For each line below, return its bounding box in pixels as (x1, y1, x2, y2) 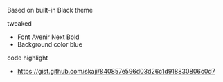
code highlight (7, 54, 48, 62)
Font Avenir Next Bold (17, 33, 80, 41)
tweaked (7, 19, 33, 27)
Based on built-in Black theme (7, 6, 93, 14)
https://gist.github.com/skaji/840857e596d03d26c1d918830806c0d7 (17, 67, 216, 75)
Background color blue (17, 40, 83, 48)
